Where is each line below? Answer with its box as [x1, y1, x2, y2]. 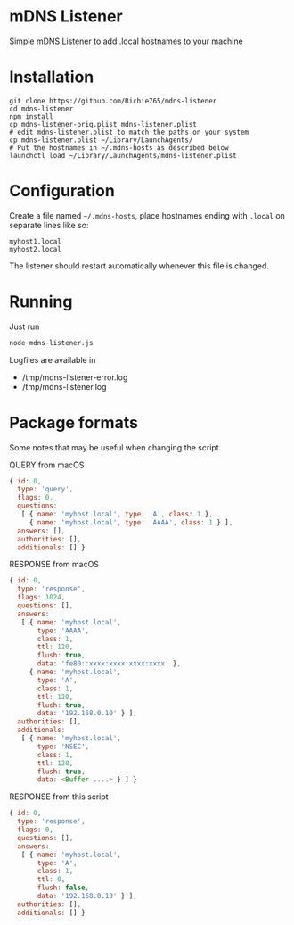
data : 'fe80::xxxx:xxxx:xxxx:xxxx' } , [37, 659, 181, 668]
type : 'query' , [17, 484, 74, 494]
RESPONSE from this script [9, 791, 109, 802]
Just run [9, 321, 40, 332]
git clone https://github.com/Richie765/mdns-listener [9, 96, 217, 105]
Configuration [9, 181, 116, 202]
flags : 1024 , [17, 593, 66, 602]
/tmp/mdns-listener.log [21, 381, 107, 392]
